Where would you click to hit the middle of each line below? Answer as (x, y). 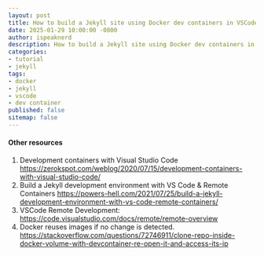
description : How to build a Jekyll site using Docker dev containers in (132, 45)
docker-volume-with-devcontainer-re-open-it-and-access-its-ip (124, 243)
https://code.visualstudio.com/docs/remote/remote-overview (119, 219)
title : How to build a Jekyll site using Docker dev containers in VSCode (133, 23)
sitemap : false (33, 118)
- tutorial (26, 60)
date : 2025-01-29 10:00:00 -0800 (63, 30)
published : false (37, 111)
